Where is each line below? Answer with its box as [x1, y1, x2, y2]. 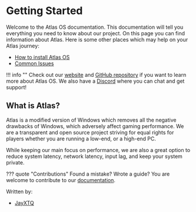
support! [6, 83, 27, 90]
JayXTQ [14, 199, 34, 206]
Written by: [6, 188, 33, 195]
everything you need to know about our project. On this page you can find [6, 29, 185, 36]
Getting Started [6, 4, 83, 18]
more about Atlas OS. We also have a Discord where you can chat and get [6, 78, 185, 85]
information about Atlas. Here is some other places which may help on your [6, 36, 188, 43]
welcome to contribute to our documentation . [6, 176, 116, 183]
